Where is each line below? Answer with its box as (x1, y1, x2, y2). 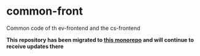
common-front (6, 4, 83, 18)
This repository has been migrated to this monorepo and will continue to (6, 36, 194, 43)
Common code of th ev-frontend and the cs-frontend (6, 24, 140, 32)
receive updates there (6, 43, 64, 50)
